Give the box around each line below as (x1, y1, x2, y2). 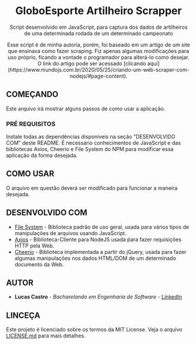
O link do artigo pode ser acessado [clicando (37, 60, 147, 67)
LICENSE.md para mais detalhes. (6, 332, 86, 339)
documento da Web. (14, 260, 64, 268)
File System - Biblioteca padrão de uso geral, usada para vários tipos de (14, 223, 190, 230)
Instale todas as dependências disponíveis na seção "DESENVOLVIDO (6, 133, 176, 140)
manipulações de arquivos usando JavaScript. (14, 229, 127, 236)
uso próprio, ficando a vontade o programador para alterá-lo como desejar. (8, 53, 190, 61)
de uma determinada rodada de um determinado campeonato (24, 29, 173, 36)
